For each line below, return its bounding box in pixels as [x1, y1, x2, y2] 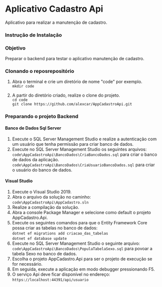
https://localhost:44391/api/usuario [12, 277, 89, 282]
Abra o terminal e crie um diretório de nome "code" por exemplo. [12, 79, 143, 84]
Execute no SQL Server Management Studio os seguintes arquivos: [12, 146, 147, 152]
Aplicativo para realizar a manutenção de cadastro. [5, 19, 108, 25]
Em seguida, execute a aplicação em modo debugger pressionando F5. [12, 266, 155, 272]
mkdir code [12, 84, 35, 89]
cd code [12, 98, 28, 102]
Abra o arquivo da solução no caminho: [12, 194, 91, 200]
